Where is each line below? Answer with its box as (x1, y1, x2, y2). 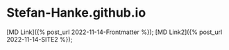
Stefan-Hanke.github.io (6, 5, 146, 21)
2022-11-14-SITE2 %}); (6, 35, 73, 43)
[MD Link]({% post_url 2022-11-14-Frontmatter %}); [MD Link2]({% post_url (6, 28, 223, 36)
